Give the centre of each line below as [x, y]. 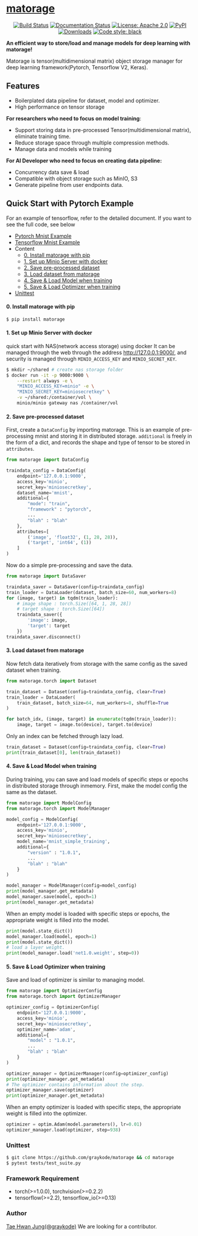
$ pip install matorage [36, 319]
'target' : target [49, 626]
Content [25, 248]
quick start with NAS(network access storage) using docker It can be [91, 346]
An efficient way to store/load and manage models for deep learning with [98, 43]
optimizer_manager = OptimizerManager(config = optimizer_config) [87, 1074]
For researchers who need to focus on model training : [74, 118]
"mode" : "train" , [49, 504]
